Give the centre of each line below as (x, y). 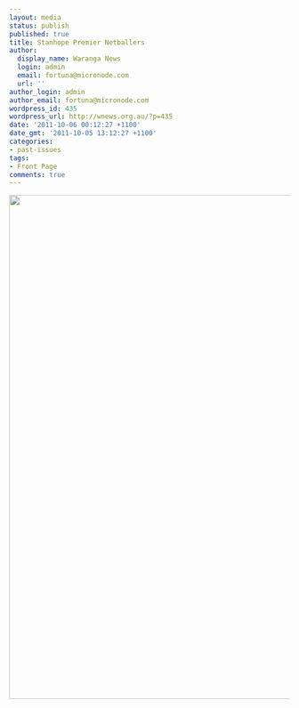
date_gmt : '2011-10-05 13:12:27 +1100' (83, 133)
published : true (39, 34)
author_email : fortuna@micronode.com (79, 100)
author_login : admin (48, 92)
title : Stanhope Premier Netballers (77, 42)
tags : (19, 158)
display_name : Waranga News (69, 59)
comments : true (37, 174)
